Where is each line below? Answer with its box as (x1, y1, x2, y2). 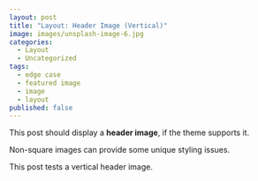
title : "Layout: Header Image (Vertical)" (9, 21, 168, 30)
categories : (9, 37, 53, 47)
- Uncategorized (17, 54, 77, 63)
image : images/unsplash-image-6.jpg (9, 29, 144, 38)
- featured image (17, 79, 81, 87)
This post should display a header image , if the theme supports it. (9, 127, 250, 138)
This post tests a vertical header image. (9, 162, 153, 172)
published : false (9, 103, 73, 112)
